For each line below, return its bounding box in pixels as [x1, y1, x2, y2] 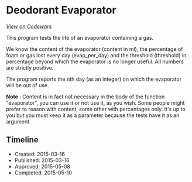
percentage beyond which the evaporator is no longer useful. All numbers [6, 58, 184, 65]
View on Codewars [6, 23, 52, 30]
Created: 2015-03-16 [14, 150, 66, 157]
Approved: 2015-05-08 [14, 163, 70, 170]
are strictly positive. [6, 64, 54, 71]
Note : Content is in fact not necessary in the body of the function [6, 93, 165, 100]
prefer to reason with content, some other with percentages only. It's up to [6, 105, 186, 112]
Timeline [6, 135, 39, 145]
